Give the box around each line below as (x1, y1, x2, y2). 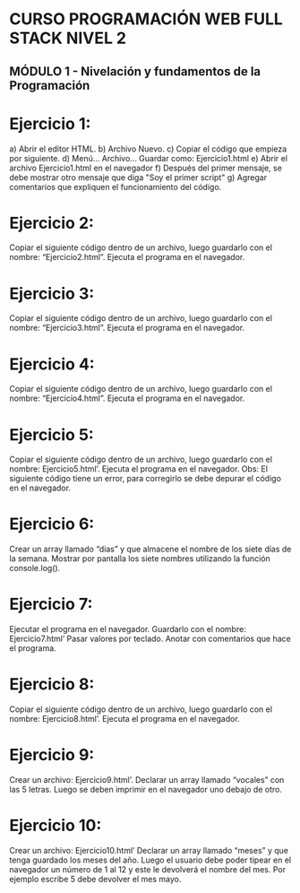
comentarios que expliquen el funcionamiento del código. (9, 181, 222, 192)
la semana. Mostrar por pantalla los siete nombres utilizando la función (9, 553, 270, 564)
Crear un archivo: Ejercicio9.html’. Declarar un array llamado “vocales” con (9, 775, 285, 785)
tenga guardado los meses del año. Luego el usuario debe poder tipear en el (9, 854, 292, 865)
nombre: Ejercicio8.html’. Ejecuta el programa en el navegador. (9, 714, 240, 724)
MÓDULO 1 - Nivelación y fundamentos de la (9, 64, 261, 79)
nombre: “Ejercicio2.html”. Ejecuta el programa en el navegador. (9, 252, 245, 263)
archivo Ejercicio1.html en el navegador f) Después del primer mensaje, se (9, 162, 282, 173)
